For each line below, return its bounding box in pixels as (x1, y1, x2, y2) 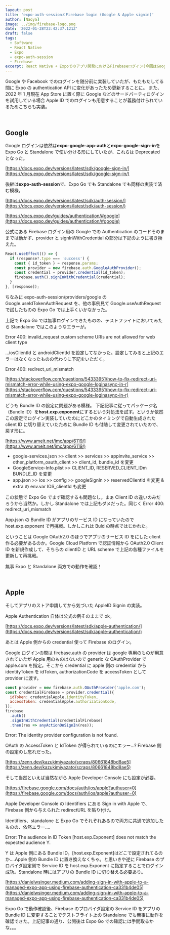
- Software (10, 40, 33, 46)
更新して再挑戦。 (5, 552, 41, 559)
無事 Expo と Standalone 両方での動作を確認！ (5, 563, 102, 569)
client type (5, 339, 28, 345)
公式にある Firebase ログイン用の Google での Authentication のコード (5, 228, 152, 234)
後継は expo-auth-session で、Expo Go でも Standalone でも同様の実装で (5, 181, 158, 187)
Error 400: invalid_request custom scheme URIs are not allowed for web (5, 333, 155, 339)
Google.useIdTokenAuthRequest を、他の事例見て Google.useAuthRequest (5, 300, 161, 306)
